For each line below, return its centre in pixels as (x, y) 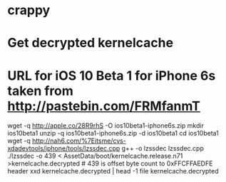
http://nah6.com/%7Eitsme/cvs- (79, 141)
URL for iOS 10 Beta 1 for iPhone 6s (112, 75)
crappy (29, 10)
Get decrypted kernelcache (90, 43)
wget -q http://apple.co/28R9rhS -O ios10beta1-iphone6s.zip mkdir (106, 126)
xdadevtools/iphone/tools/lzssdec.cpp (64, 148)
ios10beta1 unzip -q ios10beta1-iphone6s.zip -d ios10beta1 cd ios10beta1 (113, 133)
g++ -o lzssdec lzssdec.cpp (163, 148)
